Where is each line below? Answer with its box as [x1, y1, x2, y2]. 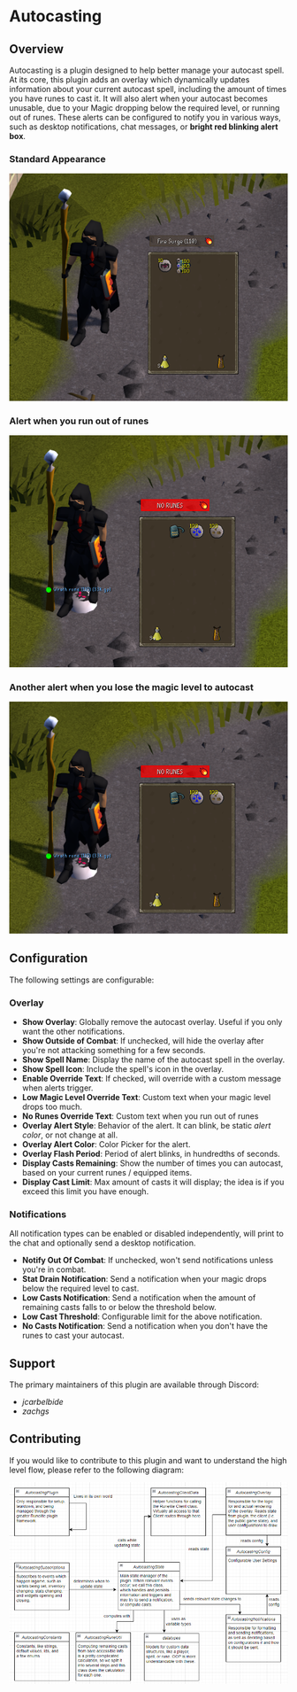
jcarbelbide [21, 1396, 64, 1407]
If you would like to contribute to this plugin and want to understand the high [9, 1455, 287, 1465]
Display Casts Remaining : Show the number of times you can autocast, [21, 1158, 284, 1168]
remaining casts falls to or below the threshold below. [21, 1302, 217, 1313]
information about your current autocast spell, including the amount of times [9, 84, 287, 94]
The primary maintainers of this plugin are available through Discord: [9, 1379, 259, 1390]
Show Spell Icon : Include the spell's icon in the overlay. [21, 1063, 224, 1074]
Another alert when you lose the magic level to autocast [9, 680, 254, 693]
